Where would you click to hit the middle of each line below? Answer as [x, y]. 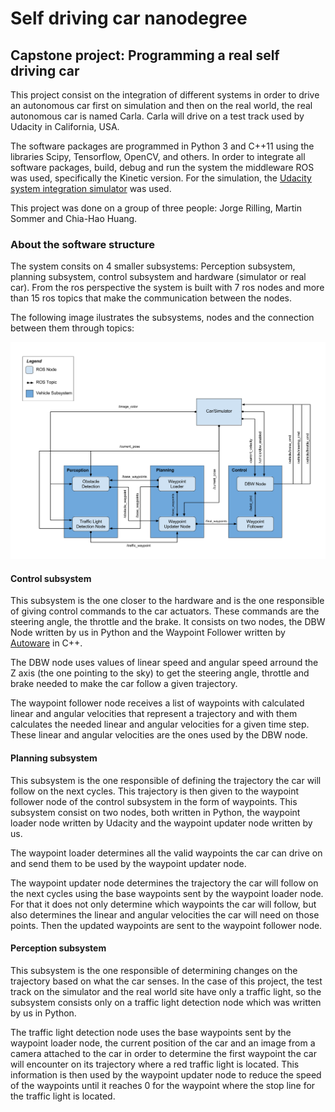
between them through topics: [72, 328]
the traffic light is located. [63, 1096]
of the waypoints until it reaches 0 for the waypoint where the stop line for [163, 1085]
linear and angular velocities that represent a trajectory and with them [154, 714]
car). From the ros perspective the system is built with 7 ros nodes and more [167, 288]
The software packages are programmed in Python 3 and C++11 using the [162, 146]
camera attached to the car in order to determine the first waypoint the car [163, 1053]
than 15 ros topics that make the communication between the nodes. [151, 298]
